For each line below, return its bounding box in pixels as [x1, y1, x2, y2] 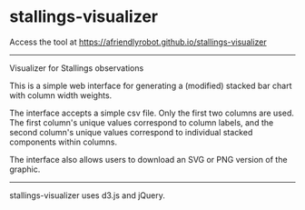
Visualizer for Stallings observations [9, 62, 144, 74]
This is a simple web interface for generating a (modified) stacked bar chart [9, 80, 292, 91]
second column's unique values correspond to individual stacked [9, 126, 253, 137]
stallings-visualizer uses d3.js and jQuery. [9, 189, 165, 201]
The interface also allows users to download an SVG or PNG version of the [9, 154, 288, 165]
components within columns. [9, 136, 118, 147]
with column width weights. [9, 89, 113, 101]
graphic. [9, 164, 41, 175]
